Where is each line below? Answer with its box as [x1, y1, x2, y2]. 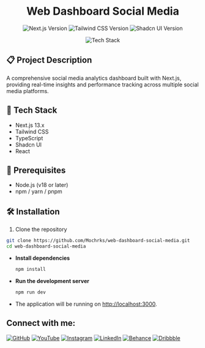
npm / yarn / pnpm [15, 188, 62, 195]
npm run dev [15, 289, 46, 295]
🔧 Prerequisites [6, 165, 66, 175]
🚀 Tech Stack [6, 105, 58, 116]
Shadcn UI [15, 141, 42, 148]
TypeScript [15, 134, 43, 142]
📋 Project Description [6, 55, 92, 66]
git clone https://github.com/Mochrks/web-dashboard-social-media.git [6, 238, 190, 244]
